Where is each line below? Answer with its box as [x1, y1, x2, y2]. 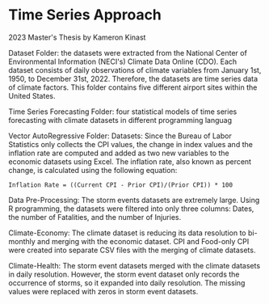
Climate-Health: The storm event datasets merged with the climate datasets [8, 260, 261, 270]
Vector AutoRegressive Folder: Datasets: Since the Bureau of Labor [8, 131, 232, 141]
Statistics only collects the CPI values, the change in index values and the [8, 139, 253, 149]
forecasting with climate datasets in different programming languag [8, 115, 233, 125]
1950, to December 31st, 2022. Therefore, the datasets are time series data [8, 74, 258, 83]
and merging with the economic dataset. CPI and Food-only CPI [37, 236, 250, 246]
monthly [8, 236, 36, 246]
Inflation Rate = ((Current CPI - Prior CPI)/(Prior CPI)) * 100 [8, 180, 233, 189]
